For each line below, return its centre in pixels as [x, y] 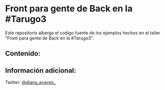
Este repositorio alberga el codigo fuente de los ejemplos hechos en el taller [83, 33]
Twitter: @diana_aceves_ [30, 83]
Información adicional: [41, 70]
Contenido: [23, 54]
